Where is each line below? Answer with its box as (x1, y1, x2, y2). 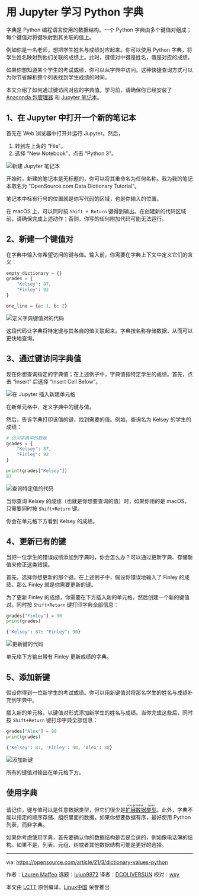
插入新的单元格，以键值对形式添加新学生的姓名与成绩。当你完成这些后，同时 (6, 709, 193, 716)
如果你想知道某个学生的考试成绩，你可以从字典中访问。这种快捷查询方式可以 (6, 66, 193, 73)
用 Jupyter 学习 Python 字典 (6, 5, 144, 19)
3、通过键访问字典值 (6, 354, 82, 364)
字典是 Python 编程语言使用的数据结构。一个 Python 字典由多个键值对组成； (6, 26, 192, 33)
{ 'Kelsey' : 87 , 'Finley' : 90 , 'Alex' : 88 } (6, 745, 113, 751)
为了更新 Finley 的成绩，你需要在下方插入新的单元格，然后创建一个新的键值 (6, 593, 190, 600)
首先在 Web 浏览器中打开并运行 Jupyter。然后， (6, 129, 124, 137)
